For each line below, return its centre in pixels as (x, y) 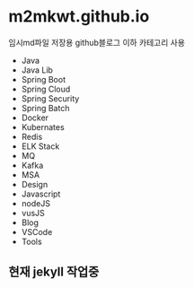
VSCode (37, 231)
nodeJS (36, 203)
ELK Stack (40, 146)
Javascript (41, 194)
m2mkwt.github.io (79, 17)
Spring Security (50, 98)
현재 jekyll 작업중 (54, 272)
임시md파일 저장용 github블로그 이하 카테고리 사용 (97, 42)
